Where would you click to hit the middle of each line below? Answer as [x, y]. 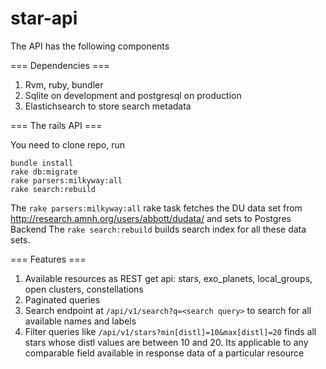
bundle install [42, 163]
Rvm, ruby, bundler [64, 84]
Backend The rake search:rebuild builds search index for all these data [158, 229]
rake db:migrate [44, 172]
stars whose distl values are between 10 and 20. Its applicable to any [166, 342]
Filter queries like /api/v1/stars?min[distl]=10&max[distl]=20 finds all [170, 331]
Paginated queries [62, 299]
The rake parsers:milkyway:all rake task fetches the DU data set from [156, 208]
